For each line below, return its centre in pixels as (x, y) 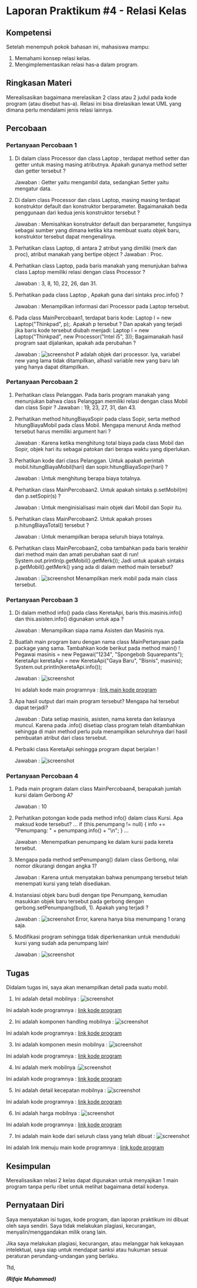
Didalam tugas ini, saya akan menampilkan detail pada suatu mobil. (87, 987)
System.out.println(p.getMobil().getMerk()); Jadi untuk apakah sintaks (99, 560)
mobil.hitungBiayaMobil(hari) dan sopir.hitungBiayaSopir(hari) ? (91, 467)
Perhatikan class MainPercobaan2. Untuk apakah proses (83, 519)
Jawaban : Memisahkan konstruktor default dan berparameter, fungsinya (103, 224)
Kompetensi (29, 33)
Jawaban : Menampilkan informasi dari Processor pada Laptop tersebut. (102, 306)
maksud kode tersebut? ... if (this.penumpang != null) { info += (90, 824)
